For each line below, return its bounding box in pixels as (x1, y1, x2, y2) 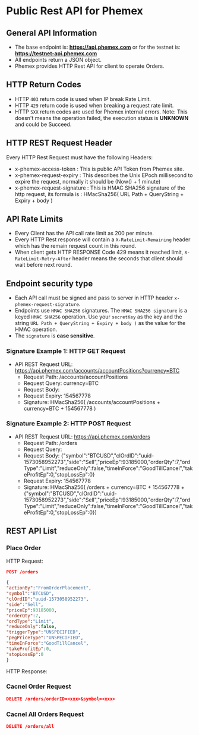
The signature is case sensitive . (14, 332, 95, 339)
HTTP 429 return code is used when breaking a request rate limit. (14, 102, 174, 109)
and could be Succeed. (14, 121, 72, 128)
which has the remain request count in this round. (14, 242, 137, 250)
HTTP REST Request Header (6, 138, 113, 148)
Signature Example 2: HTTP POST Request (6, 419, 131, 428)
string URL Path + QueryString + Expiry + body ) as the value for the (14, 320, 186, 327)
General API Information (6, 28, 97, 38)
